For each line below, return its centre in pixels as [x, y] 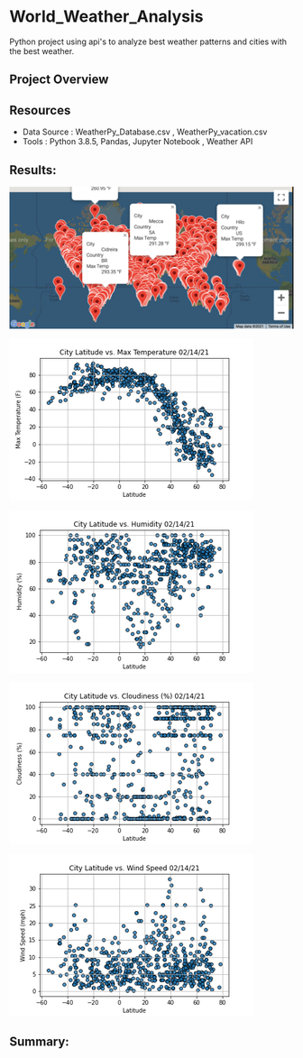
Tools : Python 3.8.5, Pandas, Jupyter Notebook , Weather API [138, 142]
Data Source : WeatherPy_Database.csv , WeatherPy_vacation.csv [145, 132]
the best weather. [42, 51]
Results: [33, 170]
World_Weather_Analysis [107, 17]
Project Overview [59, 80]
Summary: [39, 1042]
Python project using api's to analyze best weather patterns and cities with [148, 41]
